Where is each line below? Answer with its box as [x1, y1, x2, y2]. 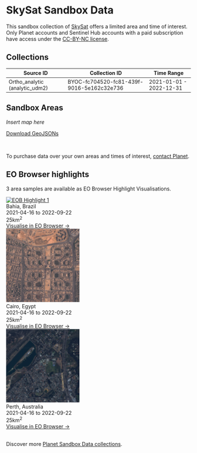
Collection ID [90, 70, 122, 77]
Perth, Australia [6, 403, 44, 410]
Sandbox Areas [6, 103, 63, 113]
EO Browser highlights [6, 169, 90, 179]
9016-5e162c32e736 [67, 84, 124, 91]
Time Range [153, 70, 184, 77]
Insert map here [6, 118, 45, 125]
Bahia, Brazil [6, 203, 36, 210]
